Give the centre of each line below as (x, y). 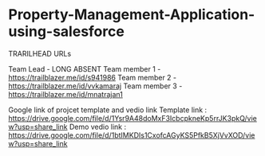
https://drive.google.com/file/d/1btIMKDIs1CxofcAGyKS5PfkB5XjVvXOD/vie (132, 135)
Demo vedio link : (98, 127)
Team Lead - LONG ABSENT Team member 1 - (85, 68)
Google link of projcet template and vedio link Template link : (108, 110)
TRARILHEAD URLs (40, 53)
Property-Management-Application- (132, 15)
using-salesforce (67, 31)
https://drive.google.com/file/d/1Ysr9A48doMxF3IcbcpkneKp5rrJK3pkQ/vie (133, 118)
